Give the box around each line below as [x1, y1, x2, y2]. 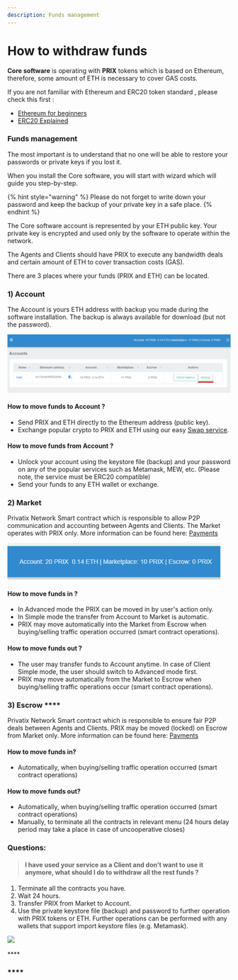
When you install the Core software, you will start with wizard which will [7, 171, 217, 180]
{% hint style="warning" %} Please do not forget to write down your [7, 192, 207, 201]
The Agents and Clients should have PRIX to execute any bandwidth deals [7, 250, 223, 259]
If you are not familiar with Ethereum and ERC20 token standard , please [7, 87, 218, 96]
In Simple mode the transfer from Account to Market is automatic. [17, 613, 209, 621]
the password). [7, 320, 52, 329]
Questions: [7, 843, 47, 853]
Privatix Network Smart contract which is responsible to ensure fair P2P [7, 716, 217, 724]
